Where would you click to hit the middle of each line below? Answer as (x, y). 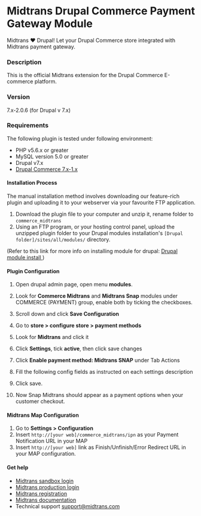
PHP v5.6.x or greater (42, 150)
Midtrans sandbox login (45, 481)
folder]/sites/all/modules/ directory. (63, 240)
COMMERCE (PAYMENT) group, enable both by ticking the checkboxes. (104, 303)
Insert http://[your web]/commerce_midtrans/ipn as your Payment (97, 435)
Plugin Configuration (33, 271)
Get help (18, 468)
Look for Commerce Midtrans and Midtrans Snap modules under (97, 296)
